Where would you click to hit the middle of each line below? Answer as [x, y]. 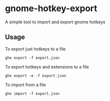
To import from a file [26, 84]
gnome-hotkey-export [51, 8]
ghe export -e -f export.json [36, 76]
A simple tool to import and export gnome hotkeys [55, 22]
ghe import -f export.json [32, 93]
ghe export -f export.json [32, 58]
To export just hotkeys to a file [35, 49]
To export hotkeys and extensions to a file [47, 67]
